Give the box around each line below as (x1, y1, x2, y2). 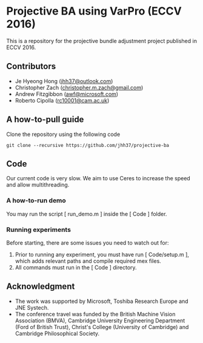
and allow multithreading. (6, 181, 70, 189)
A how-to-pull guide (6, 114, 84, 125)
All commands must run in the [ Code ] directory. (15, 263, 138, 271)
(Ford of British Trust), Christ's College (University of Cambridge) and (15, 323, 189, 330)
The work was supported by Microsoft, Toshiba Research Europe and (15, 297, 189, 305)
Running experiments (6, 225, 72, 234)
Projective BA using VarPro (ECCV (6, 4, 182, 18)
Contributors (6, 61, 56, 72)
